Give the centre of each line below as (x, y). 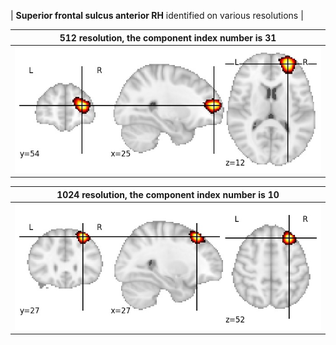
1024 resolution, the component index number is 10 (168, 194)
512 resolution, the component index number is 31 (168, 37)
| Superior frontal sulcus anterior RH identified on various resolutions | (157, 15)
